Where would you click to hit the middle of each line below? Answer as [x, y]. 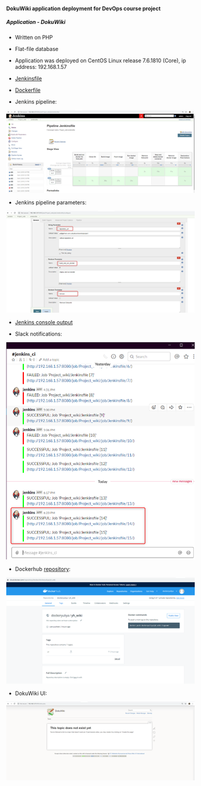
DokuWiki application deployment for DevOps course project [83, 8]
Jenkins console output [44, 322]
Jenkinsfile [28, 78]
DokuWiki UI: [31, 693]
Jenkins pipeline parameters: [51, 202]
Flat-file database [36, 49]
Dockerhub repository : [42, 569]
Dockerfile [28, 90]
